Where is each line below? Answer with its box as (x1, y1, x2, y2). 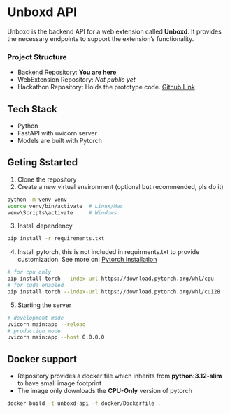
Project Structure (7, 52, 67, 61)
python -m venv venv (7, 196, 68, 203)
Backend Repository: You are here (17, 68, 117, 77)
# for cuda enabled (7, 282, 64, 289)
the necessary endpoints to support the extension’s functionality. (7, 34, 194, 43)
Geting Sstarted (7, 156, 78, 168)
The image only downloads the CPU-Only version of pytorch (17, 387, 192, 395)
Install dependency (17, 221, 73, 230)
